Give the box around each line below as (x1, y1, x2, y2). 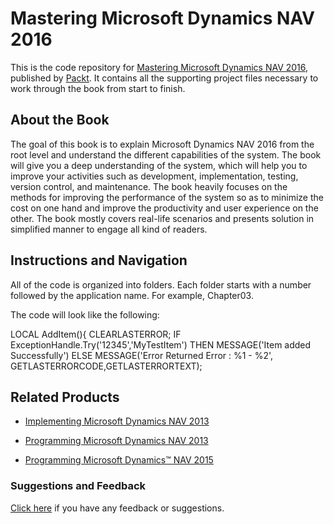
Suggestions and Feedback (10, 479, 147, 493)
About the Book (10, 112, 110, 129)
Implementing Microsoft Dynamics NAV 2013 (24, 415, 210, 427)
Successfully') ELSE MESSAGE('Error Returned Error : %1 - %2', (10, 349, 274, 361)
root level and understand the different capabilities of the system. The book (10, 148, 322, 161)
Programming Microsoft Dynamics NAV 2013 (24, 435, 209, 447)
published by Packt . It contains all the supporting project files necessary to (10, 72, 319, 84)
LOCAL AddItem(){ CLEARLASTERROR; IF (10, 328, 182, 340)
